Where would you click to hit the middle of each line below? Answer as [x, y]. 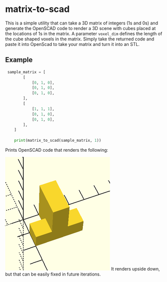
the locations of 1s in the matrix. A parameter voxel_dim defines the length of [84, 33]
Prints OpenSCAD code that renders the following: [57, 150]
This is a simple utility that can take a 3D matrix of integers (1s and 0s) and [82, 23]
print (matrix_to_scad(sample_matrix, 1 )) [58, 141]
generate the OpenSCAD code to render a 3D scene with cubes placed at [81, 28]
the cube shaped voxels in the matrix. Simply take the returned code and [80, 39]
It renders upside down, [136, 269]
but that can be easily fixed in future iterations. [53, 274]
